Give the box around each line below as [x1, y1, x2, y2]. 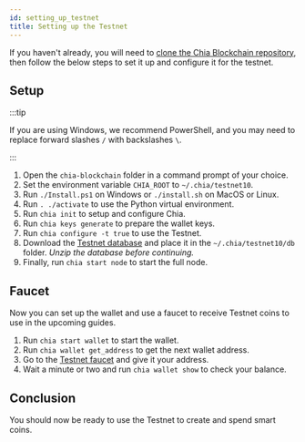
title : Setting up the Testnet [9, 22, 128, 31]
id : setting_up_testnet [9, 13, 100, 23]
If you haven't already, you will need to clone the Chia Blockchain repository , [9, 46, 297, 57]
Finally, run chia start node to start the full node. [22, 257, 208, 268]
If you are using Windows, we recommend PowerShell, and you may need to [9, 125, 296, 136]
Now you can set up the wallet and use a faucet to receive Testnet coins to [9, 307, 290, 319]
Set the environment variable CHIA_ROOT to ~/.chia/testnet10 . [22, 180, 254, 190]
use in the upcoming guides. [9, 317, 117, 328]
